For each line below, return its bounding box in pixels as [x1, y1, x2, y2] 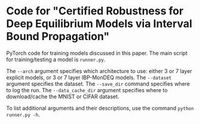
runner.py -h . [6, 111, 40, 118]
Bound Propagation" [6, 30, 110, 43]
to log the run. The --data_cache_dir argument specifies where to [6, 86, 168, 93]
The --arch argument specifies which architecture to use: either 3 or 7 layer [6, 67, 192, 74]
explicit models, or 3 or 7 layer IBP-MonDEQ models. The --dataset [6, 74, 172, 81]
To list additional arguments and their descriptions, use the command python [6, 104, 194, 111]
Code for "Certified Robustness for [6, 4, 184, 18]
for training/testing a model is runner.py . [6, 56, 106, 63]
